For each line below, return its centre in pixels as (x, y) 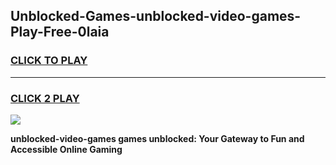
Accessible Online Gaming (66, 149)
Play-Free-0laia (60, 32)
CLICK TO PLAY (49, 61)
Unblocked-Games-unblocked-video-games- (156, 16)
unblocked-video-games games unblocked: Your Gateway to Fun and (157, 138)
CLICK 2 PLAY (45, 98)
